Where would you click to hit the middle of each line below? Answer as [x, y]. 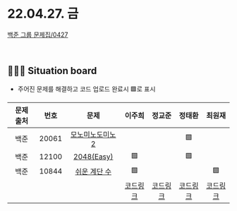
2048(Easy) [93, 157]
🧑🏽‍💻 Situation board [52, 71]
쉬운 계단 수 [93, 171]
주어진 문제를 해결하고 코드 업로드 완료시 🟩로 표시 [86, 89]
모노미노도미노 [93, 134]
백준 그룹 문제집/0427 [38, 35]
